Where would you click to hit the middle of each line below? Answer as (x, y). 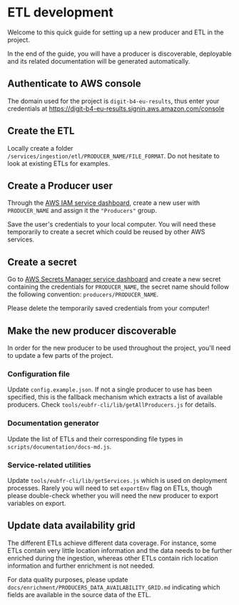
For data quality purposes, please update (68, 579)
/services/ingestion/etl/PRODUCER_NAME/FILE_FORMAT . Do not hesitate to (113, 156)
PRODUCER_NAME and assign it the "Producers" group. (82, 211)
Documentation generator (54, 424)
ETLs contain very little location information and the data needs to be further (119, 550)
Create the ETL (41, 131)
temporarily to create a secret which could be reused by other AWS (106, 232)
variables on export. (37, 503)
